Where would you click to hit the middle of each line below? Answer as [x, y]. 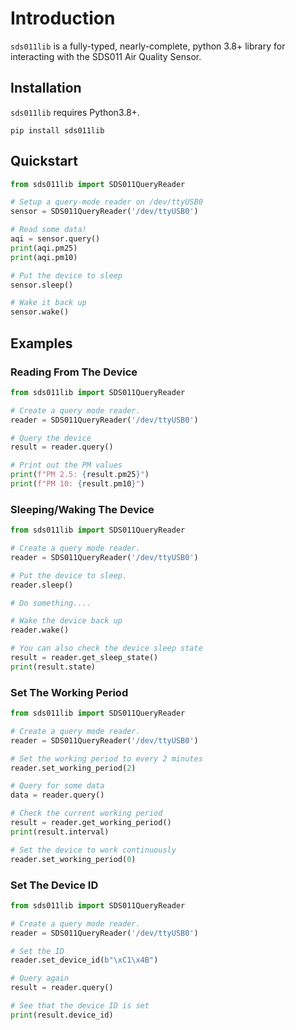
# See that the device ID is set [80, 1006]
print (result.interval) [60, 832]
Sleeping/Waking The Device [82, 509]
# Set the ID [37, 951]
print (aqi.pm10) [44, 257]
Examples [41, 343]
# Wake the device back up [66, 621]
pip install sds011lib [57, 130]
